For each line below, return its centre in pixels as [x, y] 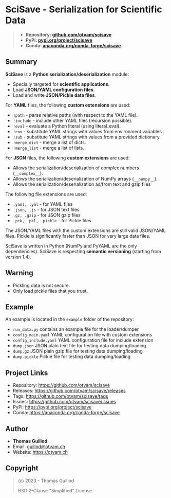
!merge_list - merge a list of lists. [49, 148]
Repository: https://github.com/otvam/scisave [61, 385]
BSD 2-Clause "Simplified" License [55, 490]
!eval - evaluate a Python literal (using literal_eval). [66, 126]
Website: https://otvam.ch [40, 452]
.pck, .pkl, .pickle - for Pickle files [52, 220]
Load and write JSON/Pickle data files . [54, 95]
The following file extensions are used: [46, 194]
